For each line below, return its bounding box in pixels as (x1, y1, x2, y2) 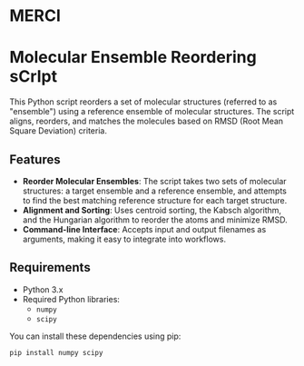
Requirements (9, 260, 91, 275)
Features (9, 152, 61, 167)
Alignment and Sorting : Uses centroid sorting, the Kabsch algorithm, (22, 204, 282, 215)
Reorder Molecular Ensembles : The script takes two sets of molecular (22, 175, 288, 186)
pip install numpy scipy (9, 348, 103, 357)
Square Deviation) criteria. (9, 125, 107, 136)
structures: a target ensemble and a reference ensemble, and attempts (22, 185, 288, 196)
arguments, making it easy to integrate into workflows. (22, 233, 227, 244)
